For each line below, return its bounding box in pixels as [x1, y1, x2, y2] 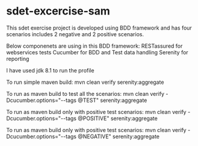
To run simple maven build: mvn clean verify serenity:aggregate [6, 78, 164, 86]
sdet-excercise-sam [6, 4, 110, 18]
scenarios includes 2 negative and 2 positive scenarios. [6, 30, 144, 37]
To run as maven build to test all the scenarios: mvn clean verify [6, 90, 164, 97]
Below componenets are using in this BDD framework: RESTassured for [6, 42, 183, 49]
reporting [6, 55, 29, 62]
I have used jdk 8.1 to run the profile [6, 66, 94, 74]
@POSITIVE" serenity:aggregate [78, 115, 158, 122]
